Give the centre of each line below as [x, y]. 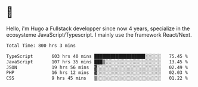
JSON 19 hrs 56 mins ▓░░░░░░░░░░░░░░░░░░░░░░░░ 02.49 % [97, 67]
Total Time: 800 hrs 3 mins [41, 46]
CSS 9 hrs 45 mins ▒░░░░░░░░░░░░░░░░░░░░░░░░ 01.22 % [97, 78]
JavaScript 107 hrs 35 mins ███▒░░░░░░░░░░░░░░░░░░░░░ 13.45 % [97, 62]
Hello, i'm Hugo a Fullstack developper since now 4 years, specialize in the [98, 28]
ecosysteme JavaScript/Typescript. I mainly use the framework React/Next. [99, 34]
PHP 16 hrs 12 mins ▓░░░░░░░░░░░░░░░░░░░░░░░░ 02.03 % [97, 73]
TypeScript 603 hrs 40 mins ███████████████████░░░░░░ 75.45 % [97, 56]
